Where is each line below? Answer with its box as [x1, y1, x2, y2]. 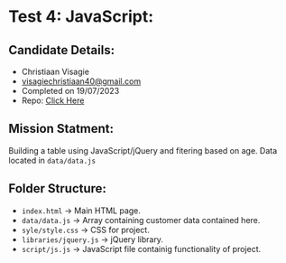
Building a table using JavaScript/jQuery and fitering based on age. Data [8, 145, 278, 155]
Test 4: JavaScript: [8, 6, 154, 27]
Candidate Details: [8, 42, 115, 58]
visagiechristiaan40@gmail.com [21, 76, 142, 87]
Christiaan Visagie [21, 66, 89, 77]
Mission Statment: [8, 121, 115, 136]
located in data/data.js [8, 155, 97, 165]
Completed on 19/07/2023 [21, 86, 120, 96]
